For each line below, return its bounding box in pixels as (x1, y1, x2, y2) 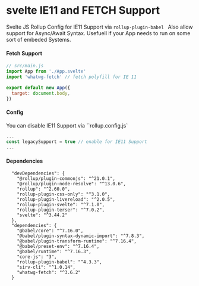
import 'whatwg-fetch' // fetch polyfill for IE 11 (6, 74, 137, 80)
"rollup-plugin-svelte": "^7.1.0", (17, 202, 105, 208)
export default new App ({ (6, 85, 70, 91)
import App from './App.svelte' (6, 69, 86, 74)
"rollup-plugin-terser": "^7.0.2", (17, 207, 105, 213)
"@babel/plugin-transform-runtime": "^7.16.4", (17, 238, 137, 244)
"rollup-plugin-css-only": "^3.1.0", (17, 191, 110, 197)
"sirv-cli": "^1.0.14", (17, 265, 76, 271)
